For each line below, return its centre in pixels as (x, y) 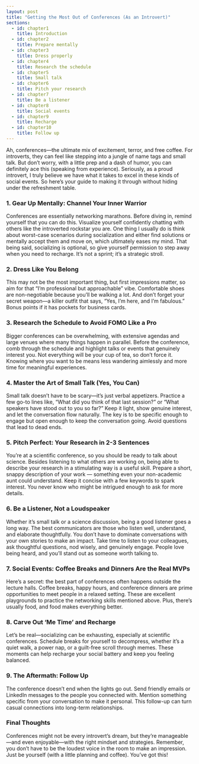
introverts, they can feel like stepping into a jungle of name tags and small (96, 156)
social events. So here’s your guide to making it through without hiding (92, 181)
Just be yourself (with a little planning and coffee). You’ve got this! (87, 755)
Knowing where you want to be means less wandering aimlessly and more (97, 361)
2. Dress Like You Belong (42, 270)
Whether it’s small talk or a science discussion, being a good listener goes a (99, 522)
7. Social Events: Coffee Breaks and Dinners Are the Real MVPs (98, 569)
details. (15, 493)
